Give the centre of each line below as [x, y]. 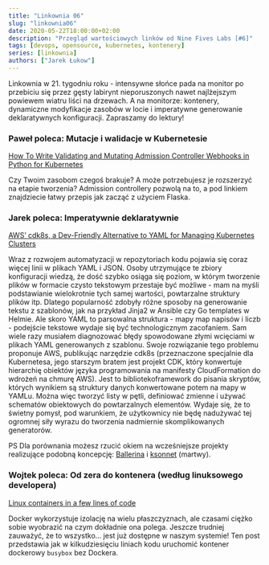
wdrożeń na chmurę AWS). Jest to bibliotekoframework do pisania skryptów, [135, 379]
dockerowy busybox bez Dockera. [63, 552]
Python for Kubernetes [46, 165]
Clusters [22, 244]
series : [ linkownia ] [43, 53]
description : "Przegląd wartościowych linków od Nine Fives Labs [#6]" [130, 38]
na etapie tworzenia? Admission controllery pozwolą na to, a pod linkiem [128, 189]
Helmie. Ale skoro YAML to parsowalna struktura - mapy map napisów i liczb [134, 319]
